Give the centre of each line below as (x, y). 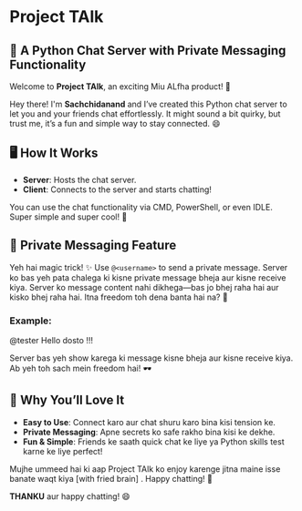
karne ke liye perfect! (62, 451)
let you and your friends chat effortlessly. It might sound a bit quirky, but (145, 114)
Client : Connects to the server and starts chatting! (117, 189)
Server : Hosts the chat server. (79, 179)
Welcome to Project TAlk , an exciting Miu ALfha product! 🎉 (120, 87)
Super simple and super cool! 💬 (68, 217)
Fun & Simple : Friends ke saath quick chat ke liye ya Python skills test (153, 441)
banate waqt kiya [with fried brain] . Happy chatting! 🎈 (111, 478)
